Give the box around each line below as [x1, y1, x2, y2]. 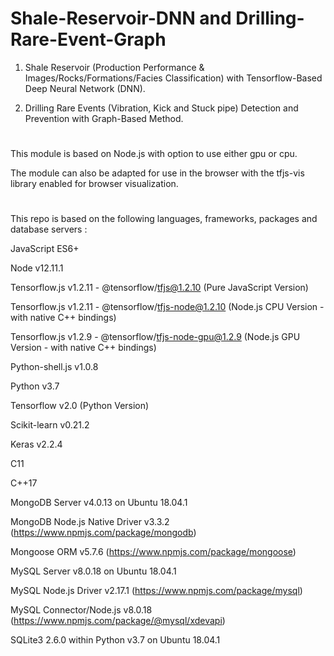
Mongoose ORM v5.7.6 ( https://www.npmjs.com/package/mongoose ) [10, 546, 297, 558]
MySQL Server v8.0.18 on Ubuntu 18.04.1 [10, 565, 177, 577]
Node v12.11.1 [10, 262, 64, 274]
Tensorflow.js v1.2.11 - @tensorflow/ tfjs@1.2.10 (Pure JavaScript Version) [10, 282, 309, 294]
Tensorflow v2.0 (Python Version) [10, 400, 150, 412]
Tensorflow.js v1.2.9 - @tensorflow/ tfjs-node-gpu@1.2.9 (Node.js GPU [10, 331, 301, 343]
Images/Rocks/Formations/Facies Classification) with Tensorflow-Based [24, 72, 323, 84]
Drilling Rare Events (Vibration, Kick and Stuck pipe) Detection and [24, 102, 299, 114]
